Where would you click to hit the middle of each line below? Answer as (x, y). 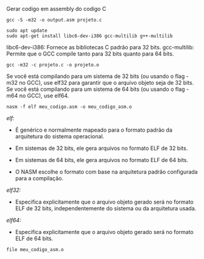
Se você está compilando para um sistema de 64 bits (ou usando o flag (96, 89)
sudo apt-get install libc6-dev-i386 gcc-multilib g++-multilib (90, 36)
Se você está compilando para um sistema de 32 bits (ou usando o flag (96, 76)
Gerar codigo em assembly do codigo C (56, 9)
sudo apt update (27, 30)
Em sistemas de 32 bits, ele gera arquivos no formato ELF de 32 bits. (101, 148)
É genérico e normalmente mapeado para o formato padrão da (93, 130)
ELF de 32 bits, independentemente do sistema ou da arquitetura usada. (106, 208)
